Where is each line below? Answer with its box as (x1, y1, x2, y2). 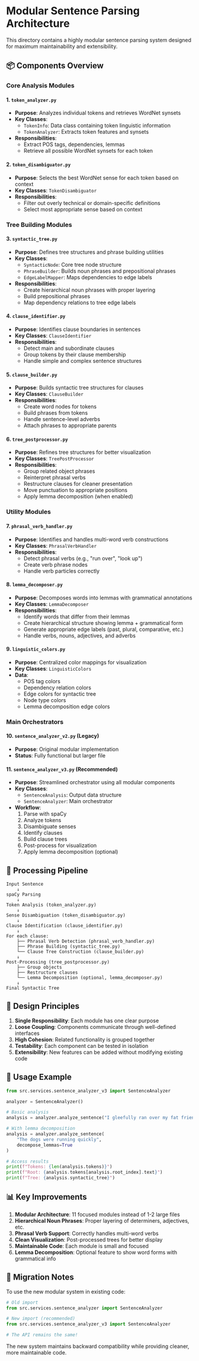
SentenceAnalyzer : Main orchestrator (23, 798, 113, 805)
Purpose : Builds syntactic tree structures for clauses (14, 384, 144, 391)
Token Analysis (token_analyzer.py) (6, 902, 97, 908)
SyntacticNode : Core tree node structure (23, 261, 122, 268)
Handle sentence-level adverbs (23, 416, 101, 423)
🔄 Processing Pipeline (6, 866, 88, 876)
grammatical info (14, 1255, 56, 1262)
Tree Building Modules (6, 220, 72, 229)
